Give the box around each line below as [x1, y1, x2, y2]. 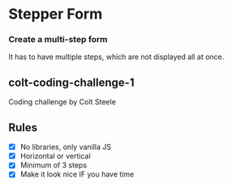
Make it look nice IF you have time [19, 169, 135, 179]
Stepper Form [8, 5, 103, 23]
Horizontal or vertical [19, 151, 91, 161]
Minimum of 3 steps [19, 160, 88, 170]
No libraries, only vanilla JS [19, 142, 112, 152]
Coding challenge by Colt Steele [8, 97, 116, 107]
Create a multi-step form [8, 34, 108, 45]
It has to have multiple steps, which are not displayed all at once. [8, 52, 225, 62]
